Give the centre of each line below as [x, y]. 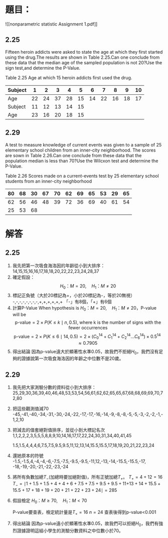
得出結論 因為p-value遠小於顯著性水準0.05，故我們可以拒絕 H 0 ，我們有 [86, 524]
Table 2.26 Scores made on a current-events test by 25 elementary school [82, 176]
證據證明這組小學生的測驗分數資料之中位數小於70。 [70, 531]
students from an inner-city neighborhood [48, 181]
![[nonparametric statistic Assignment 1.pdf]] [51, 24]
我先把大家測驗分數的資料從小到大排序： [54, 387]
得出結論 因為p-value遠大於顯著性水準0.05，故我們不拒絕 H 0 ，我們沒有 [86, 352]
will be [19, 315]
